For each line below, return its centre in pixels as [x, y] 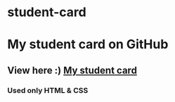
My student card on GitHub [88, 45]
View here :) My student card [72, 70]
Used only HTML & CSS [48, 90]
